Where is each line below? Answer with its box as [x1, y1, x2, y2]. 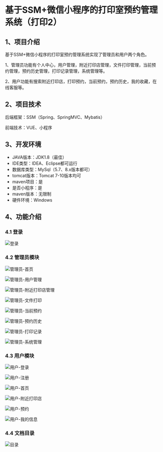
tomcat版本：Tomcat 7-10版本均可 [12, 172, 81, 179]
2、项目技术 [5, 100, 41, 109]
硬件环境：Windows [12, 197, 53, 203]
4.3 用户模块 [5, 352, 35, 359]
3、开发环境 [5, 140, 41, 149]
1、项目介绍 [5, 38, 40, 46]
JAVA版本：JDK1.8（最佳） [12, 154, 67, 160]
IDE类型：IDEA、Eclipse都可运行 [12, 160, 78, 166]
